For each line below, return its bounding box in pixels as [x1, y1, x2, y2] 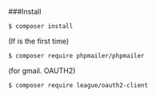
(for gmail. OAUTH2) [8, 66, 76, 75]
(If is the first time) [8, 36, 70, 46]
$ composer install [8, 22, 74, 30]
